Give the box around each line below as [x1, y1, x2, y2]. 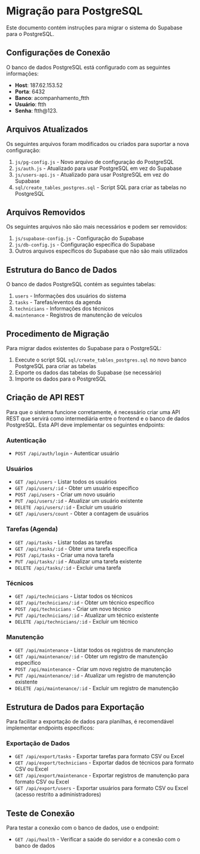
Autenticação [6, 436, 47, 444]
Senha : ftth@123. [14, 107, 58, 114]
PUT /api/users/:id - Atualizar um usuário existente [14, 497, 143, 505]
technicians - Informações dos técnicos [14, 305, 114, 312]
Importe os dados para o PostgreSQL [14, 375, 106, 382]
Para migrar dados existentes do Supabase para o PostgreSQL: [6, 345, 162, 351]
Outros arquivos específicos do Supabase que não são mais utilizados [14, 247, 188, 255]
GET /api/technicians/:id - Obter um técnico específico [14, 599, 155, 606]
